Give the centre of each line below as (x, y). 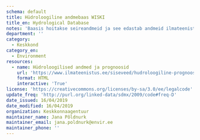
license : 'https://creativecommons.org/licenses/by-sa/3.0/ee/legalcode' (100, 89)
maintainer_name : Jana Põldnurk (46, 117)
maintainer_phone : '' (33, 128)
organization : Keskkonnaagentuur (48, 111)
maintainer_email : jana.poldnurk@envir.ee (60, 123)
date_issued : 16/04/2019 (37, 100)
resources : (20, 61)
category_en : (22, 51)
